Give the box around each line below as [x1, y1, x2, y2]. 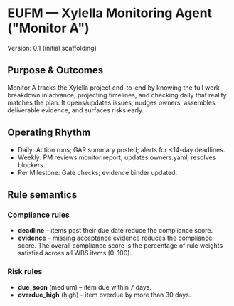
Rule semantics [7, 189, 78, 201]
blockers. [17, 160, 46, 169]
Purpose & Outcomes [7, 64, 104, 76]
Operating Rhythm [7, 127, 91, 139]
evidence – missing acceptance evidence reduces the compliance [17, 233, 213, 243]
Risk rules [7, 267, 43, 277]
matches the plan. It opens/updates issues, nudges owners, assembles [7, 98, 216, 107]
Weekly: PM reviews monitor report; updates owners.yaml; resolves [17, 153, 216, 162]
